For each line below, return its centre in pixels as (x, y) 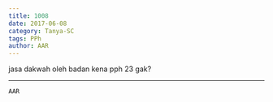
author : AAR (28, 46)
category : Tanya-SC (41, 31)
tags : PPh (25, 38)
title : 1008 (28, 16)
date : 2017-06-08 (38, 23)
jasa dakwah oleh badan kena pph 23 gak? (80, 69)
